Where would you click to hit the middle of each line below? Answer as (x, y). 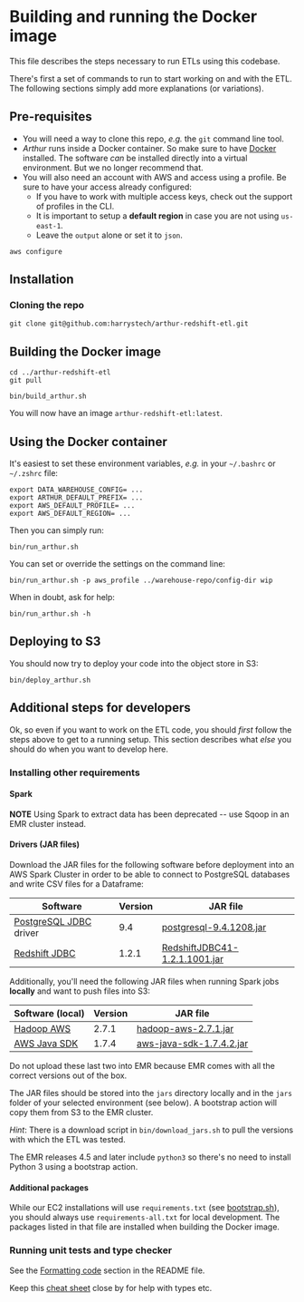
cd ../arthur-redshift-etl (60, 373)
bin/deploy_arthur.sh (50, 680)
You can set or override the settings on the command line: (118, 564)
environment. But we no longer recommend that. (113, 167)
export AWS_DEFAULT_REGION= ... (70, 514)
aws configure (36, 251)
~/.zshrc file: (34, 473)
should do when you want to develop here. (89, 749)
